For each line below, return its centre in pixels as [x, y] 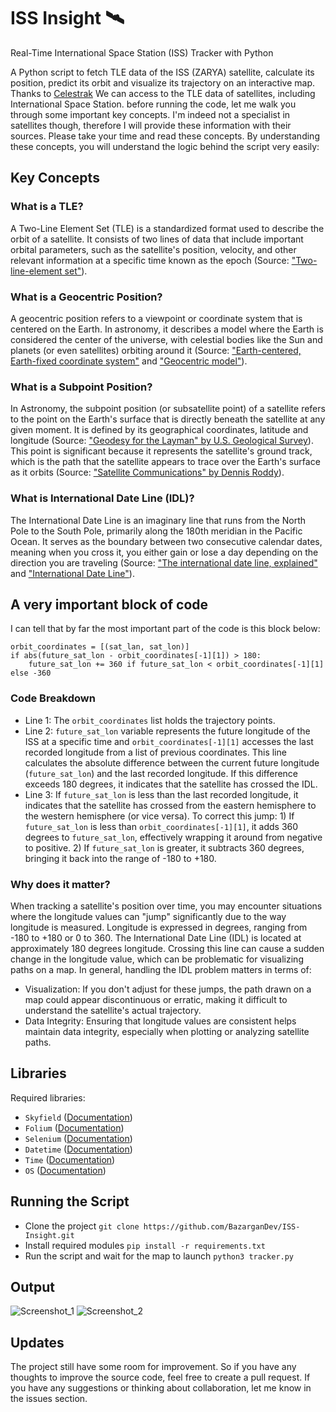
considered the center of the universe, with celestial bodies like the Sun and [166, 339]
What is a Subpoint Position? [81, 387]
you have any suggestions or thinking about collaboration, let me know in [161, 1388]
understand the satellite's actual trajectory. [113, 1010]
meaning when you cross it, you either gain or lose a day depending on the [164, 552]
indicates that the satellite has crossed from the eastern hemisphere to [170, 805]
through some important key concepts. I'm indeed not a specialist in [150, 114]
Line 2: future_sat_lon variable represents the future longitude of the [167, 731]
